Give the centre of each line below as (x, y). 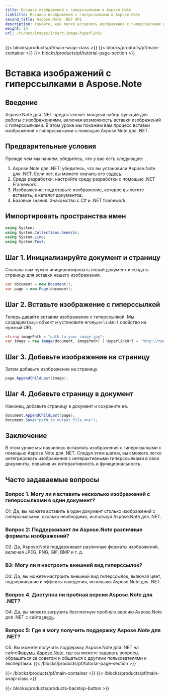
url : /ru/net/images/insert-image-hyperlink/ (54, 33)
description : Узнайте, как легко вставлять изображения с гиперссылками (83, 24)
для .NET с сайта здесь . (30, 617)
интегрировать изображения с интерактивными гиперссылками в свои (82, 458)
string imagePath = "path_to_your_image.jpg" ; (55, 337)
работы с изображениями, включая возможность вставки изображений (83, 120)
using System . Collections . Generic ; (43, 233)
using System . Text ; (26, 242)
